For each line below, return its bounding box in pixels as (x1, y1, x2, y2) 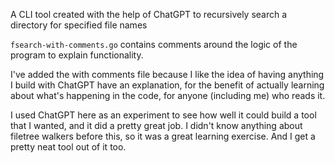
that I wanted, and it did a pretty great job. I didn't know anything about (10, 120, 303, 131)
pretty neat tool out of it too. (10, 141, 127, 153)
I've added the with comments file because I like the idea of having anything (10, 69, 325, 80)
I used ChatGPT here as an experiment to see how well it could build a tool (10, 109, 317, 121)
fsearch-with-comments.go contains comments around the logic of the (10, 39, 298, 50)
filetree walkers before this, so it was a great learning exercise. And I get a (10, 130, 316, 142)
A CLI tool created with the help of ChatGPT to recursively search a (10, 9, 288, 20)
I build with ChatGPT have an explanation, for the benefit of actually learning (10, 79, 325, 91)
